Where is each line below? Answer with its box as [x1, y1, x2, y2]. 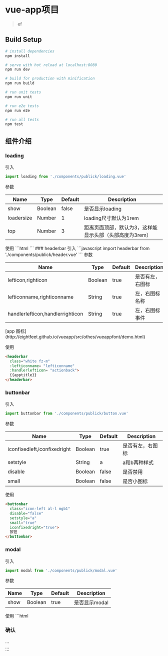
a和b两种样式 [122, 459, 154, 466]
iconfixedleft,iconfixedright [7, 445, 71, 452]
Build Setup [5, 35, 42, 44]
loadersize [7, 214, 32, 221]
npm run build [5, 80, 35, 86]
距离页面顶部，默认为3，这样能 [84, 224, 157, 231]
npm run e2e [5, 108, 30, 113]
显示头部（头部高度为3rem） [84, 231, 151, 238]
